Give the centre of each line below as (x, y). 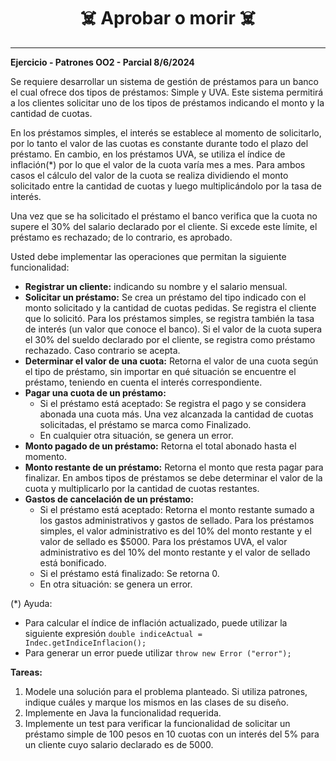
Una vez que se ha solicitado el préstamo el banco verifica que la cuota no (164, 216)
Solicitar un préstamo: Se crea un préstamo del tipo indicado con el (165, 297)
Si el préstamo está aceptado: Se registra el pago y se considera (173, 403)
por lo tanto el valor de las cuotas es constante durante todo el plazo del (159, 143)
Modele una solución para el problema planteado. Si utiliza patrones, (166, 691)
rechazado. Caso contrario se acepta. (102, 350)
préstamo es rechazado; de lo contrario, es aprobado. (121, 237)
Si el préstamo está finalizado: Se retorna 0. (129, 573)
